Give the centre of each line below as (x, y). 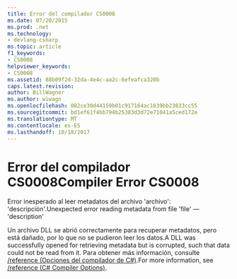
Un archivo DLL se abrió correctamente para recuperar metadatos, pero (112, 230)
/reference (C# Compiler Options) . (57, 268)
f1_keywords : (27, 54)
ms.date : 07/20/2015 (38, 20)
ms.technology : (30, 34)
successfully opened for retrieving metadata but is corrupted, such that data (118, 245)
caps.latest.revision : (41, 86)
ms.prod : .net (28, 27)
